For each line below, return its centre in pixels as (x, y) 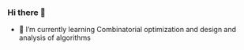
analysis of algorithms (55, 37)
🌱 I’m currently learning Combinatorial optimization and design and (128, 30)
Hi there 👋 (27, 12)
